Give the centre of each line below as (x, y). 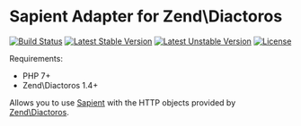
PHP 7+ (36, 76)
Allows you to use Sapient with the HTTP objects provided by (123, 102)
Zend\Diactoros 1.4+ (60, 85)
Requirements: (36, 58)
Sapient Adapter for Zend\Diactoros (146, 17)
